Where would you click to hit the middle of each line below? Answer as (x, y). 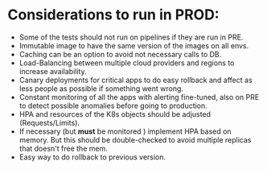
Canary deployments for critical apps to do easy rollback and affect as (136, 80)
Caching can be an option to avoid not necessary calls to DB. (120, 54)
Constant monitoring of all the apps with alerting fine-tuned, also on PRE (139, 97)
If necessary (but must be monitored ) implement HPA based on (125, 131)
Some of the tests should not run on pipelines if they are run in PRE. (131, 37)
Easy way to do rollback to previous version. (92, 157)
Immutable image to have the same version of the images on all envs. (134, 45)
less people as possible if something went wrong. (101, 88)
